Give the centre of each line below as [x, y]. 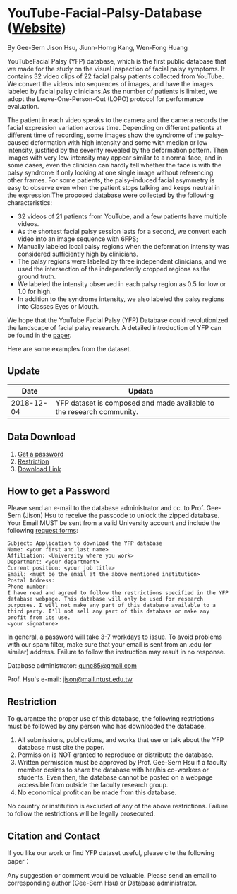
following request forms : [43, 531]
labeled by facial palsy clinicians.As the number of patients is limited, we [113, 91]
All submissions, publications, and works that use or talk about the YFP [121, 740]
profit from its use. [39, 618]
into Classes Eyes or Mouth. [58, 306]
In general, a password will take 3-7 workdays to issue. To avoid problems [115, 637]
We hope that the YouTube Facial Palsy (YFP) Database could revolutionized [118, 320]
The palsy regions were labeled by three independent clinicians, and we [122, 261]
